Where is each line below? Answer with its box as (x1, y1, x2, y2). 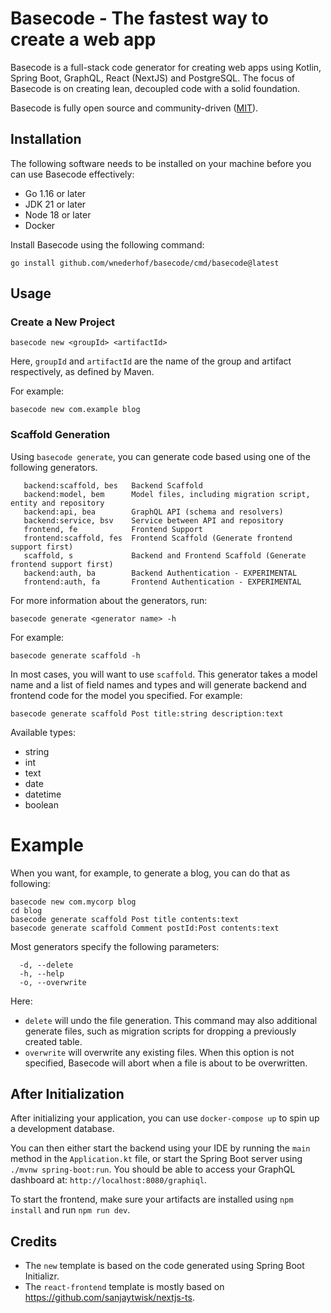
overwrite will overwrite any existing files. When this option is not (24, 1046, 295, 1058)
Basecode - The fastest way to (10, 7, 269, 30)
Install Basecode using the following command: (10, 238, 205, 251)
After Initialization (10, 1086, 125, 1103)
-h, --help (19, 968, 65, 979)
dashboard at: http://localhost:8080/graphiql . (10, 1174, 207, 1186)
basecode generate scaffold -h (10, 650, 141, 661)
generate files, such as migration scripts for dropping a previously (24, 1025, 297, 1037)
